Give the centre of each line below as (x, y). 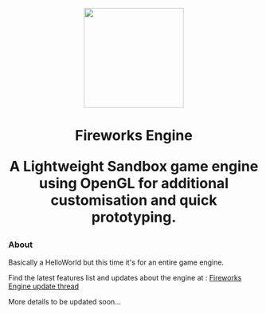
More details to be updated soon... (65, 301)
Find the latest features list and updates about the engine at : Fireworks (125, 277)
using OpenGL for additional (134, 184)
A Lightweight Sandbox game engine (134, 167)
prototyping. (134, 217)
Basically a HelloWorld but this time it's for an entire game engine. (116, 262)
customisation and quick (134, 200)
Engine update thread (44, 286)
